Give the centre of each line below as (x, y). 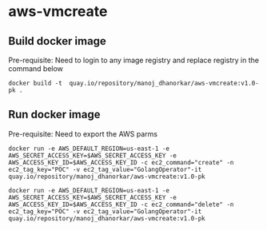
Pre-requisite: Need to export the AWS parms (83, 133)
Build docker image (57, 41)
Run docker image (54, 115)
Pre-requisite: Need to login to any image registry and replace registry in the (134, 60)
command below (36, 69)
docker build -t (35, 83)
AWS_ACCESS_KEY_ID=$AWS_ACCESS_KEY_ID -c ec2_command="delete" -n (121, 204)
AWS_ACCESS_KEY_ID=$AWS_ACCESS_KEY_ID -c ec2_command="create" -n (121, 162)
